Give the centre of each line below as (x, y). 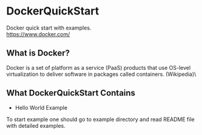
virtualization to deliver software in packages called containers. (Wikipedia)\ (101, 74)
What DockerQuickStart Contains (71, 93)
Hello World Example (41, 107)
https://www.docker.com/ (38, 34)
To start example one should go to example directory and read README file (101, 119)
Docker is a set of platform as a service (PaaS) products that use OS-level (99, 67)
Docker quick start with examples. (49, 28)
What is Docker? (38, 53)
